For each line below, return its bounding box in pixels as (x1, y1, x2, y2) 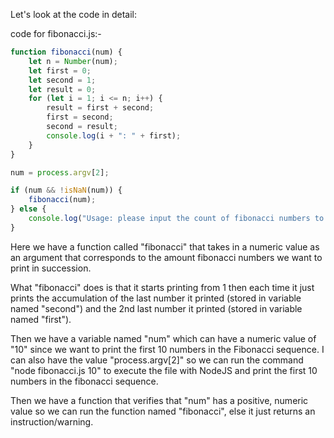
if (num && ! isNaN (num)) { (10, 185, 123, 196)
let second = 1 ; (28, 75, 97, 85)
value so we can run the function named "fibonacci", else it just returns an (10, 405, 316, 417)
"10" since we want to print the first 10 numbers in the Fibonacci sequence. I (10, 343, 325, 355)
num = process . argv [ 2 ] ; (10, 167, 110, 178)
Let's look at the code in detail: (10, 9, 138, 20)
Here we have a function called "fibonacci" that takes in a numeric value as (10, 240, 320, 253)
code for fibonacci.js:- (10, 28, 102, 39)
